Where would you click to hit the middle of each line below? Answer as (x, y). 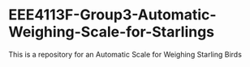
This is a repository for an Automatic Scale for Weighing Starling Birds (125, 54)
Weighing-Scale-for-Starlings (112, 32)
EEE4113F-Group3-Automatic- (112, 15)
